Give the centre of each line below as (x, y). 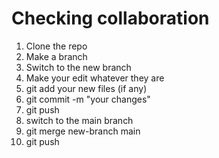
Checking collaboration (110, 18)
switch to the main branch (79, 120)
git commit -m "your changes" (88, 99)
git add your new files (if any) (86, 88)
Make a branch (56, 56)
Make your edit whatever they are (95, 78)
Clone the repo (56, 46)
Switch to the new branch (78, 67)
